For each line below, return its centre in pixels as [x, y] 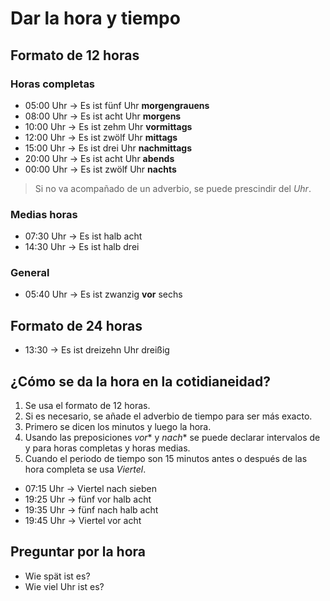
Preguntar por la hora [78, 552]
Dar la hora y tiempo [95, 18]
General [30, 273]
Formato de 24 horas [76, 325]
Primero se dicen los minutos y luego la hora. [118, 427]
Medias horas [44, 214]
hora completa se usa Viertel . [85, 469]
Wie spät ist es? [57, 576]
